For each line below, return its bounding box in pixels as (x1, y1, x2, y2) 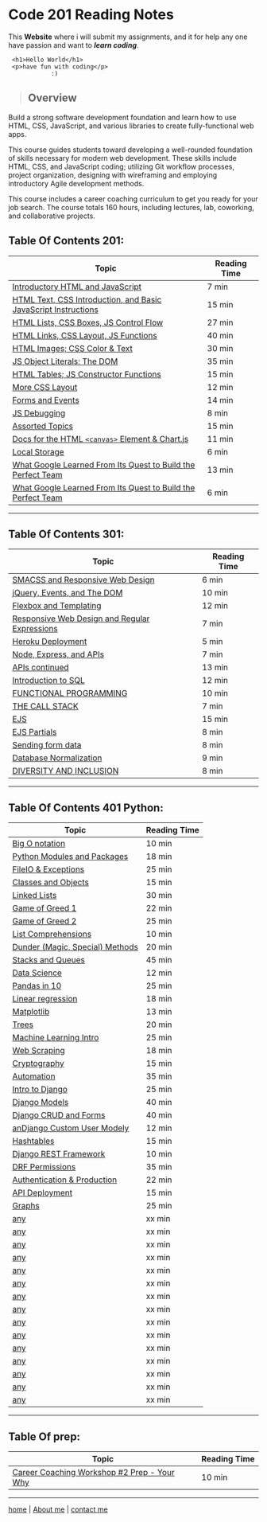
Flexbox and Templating (12, 600, 102, 611)
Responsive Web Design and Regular (12, 613, 150, 624)
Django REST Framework (12, 1149, 106, 1160)
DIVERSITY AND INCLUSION (12, 766, 119, 777)
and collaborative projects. (8, 211, 95, 220)
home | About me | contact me (8, 1504, 109, 1514)
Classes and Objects (12, 877, 89, 888)
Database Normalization (12, 752, 103, 763)
